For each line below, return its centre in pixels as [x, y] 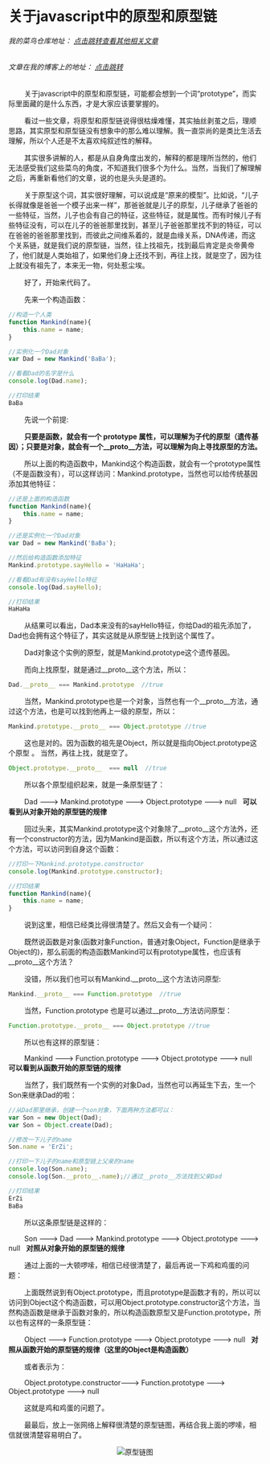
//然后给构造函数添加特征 [45, 558]
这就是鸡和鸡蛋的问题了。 [66, 1408]
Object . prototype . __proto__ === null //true [88, 768]
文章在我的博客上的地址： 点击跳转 [65, 67]
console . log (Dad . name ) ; [48, 381]
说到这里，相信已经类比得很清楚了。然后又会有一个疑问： [119, 925]
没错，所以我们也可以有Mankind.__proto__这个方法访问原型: [123, 979]
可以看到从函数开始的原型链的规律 [65, 1067]
